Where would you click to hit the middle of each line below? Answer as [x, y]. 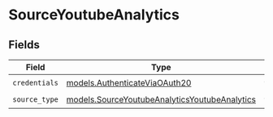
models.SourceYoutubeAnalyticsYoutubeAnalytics [161, 99]
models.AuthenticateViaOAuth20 [129, 82]
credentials [36, 83]
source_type [36, 99]
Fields [24, 45]
